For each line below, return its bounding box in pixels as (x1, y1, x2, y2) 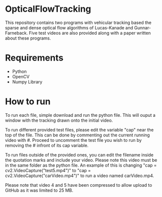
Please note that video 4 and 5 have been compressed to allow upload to (5, 182, 153, 188)
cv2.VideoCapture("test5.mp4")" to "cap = (5, 167, 92, 173)
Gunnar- (134, 24, 151, 30)
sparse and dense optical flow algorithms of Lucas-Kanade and (5, 24, 134, 30)
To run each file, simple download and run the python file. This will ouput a (5, 112, 156, 118)
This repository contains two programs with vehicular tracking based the (5, 20, 152, 25)
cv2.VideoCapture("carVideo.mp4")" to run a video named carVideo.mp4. (5, 173, 154, 178)
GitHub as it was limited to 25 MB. (5, 187, 73, 193)
